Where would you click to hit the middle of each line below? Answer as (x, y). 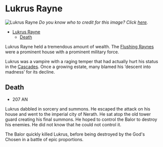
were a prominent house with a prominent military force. (62, 52)
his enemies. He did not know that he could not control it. (63, 124)
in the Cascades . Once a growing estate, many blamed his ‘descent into (78, 67)
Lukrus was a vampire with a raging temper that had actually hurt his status (82, 61)
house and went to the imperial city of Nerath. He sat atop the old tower (78, 114)
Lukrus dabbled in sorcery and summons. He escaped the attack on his (78, 109)
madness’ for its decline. (30, 72)
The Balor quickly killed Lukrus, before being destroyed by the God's (75, 134)
